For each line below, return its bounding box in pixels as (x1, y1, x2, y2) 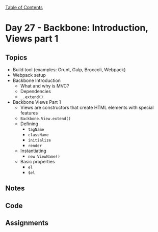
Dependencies (20, 89, 51, 94)
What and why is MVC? (20, 83, 69, 89)
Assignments (5, 219, 49, 227)
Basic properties (20, 159, 55, 164)
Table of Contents (5, 5, 43, 10)
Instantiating (20, 148, 47, 154)
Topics (5, 53, 28, 62)
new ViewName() (28, 154, 60, 159)
